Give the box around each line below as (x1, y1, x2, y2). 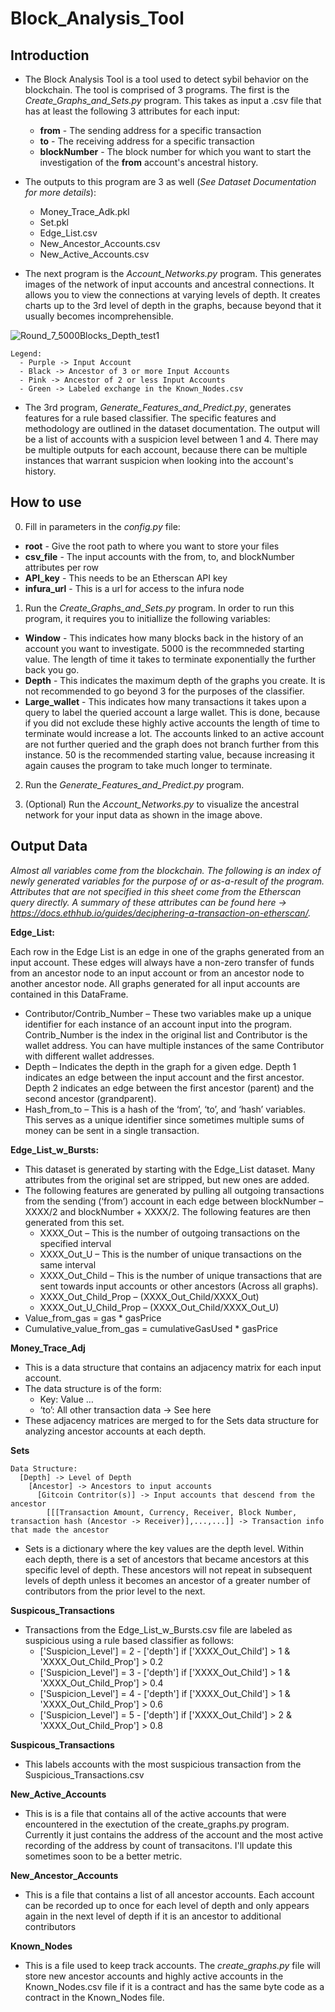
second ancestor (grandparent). (24, 1092, 157, 1104)
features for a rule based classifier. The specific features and (24, 412, 277, 424)
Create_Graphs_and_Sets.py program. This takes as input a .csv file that (24, 95, 322, 106)
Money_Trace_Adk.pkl (39, 206, 130, 217)
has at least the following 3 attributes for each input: (24, 105, 240, 117)
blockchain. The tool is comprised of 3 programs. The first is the (24, 84, 290, 96)
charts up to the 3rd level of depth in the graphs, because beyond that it (24, 300, 322, 311)
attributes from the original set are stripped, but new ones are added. (24, 1173, 310, 1186)
